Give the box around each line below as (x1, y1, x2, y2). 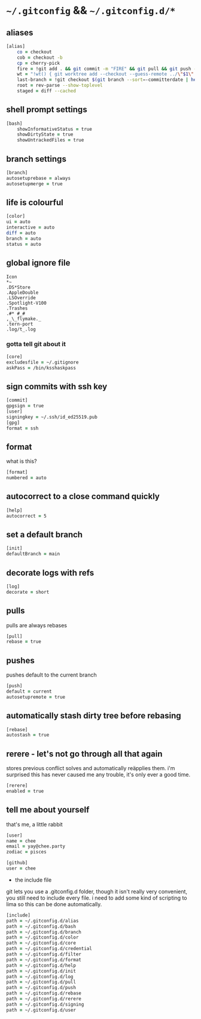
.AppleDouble (6, 289, 39, 296)
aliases (6, 28, 33, 38)
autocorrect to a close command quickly (6, 491, 160, 501)
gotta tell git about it (6, 340, 66, 348)
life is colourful (6, 197, 64, 208)
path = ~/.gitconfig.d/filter (6, 951, 82, 957)
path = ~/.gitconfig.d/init (6, 968, 77, 974)
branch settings (6, 154, 67, 164)
